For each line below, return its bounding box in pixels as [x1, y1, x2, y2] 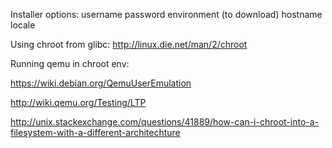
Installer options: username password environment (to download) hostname [10, 9, 323, 20]
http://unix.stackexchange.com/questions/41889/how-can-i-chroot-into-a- [10, 116, 320, 128]
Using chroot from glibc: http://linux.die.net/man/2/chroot [10, 39, 248, 50]
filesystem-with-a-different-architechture [10, 127, 181, 138]
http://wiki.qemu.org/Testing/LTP [10, 97, 147, 108]
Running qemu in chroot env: [10, 58, 130, 69]
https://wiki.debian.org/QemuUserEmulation [10, 77, 192, 89]
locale [10, 19, 36, 31]
